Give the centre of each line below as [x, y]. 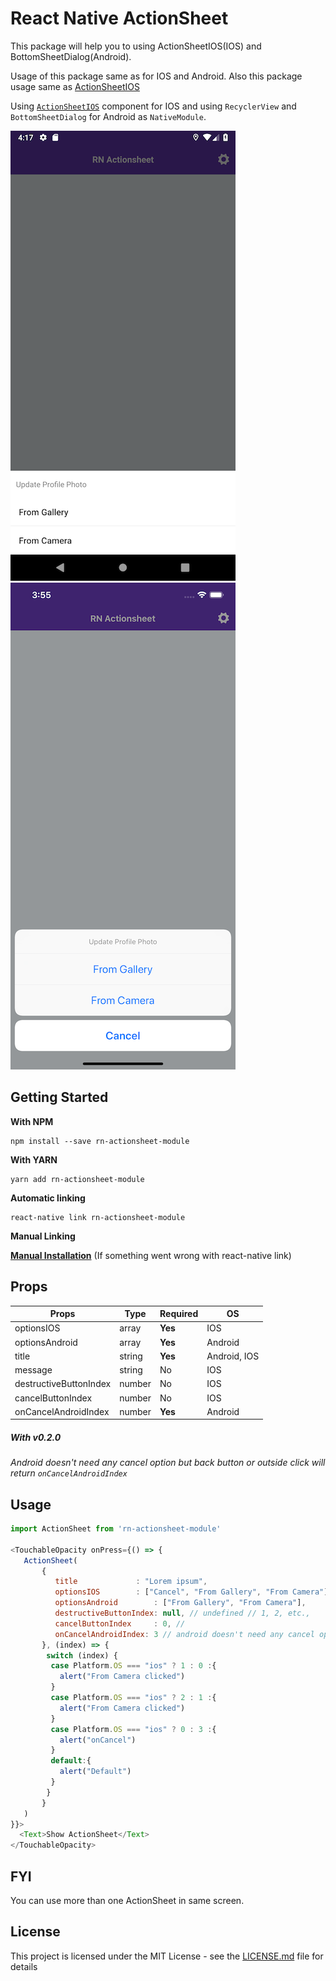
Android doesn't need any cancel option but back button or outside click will [168, 1463]
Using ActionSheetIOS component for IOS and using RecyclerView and [153, 106]
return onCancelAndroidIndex [69, 1473]
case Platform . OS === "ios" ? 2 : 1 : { [133, 1698]
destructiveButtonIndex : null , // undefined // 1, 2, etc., [182, 1613]
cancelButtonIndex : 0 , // [120, 1623]
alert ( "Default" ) [95, 1772]
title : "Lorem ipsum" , [131, 1582]
